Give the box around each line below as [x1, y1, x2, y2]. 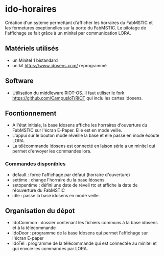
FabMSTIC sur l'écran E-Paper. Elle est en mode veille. [12, 128, 122, 133]
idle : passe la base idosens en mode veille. [12, 192, 100, 198]
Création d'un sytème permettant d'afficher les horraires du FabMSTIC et [5, 20, 153, 26]
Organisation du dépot [5, 207, 75, 215]
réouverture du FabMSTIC [12, 187, 65, 193]
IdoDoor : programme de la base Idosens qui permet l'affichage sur [12, 230, 148, 236]
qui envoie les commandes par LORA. [12, 246, 88, 252]
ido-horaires [5, 3, 57, 15]
